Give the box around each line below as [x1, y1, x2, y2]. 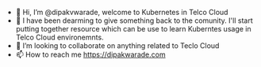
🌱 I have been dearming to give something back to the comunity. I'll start [15, 16, 253, 25]
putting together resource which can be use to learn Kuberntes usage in [15, 24, 251, 33]
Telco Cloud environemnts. [15, 32, 105, 42]
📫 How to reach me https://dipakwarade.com [15, 50, 166, 59]
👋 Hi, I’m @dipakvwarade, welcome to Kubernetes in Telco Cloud [15, 8, 228, 17]
